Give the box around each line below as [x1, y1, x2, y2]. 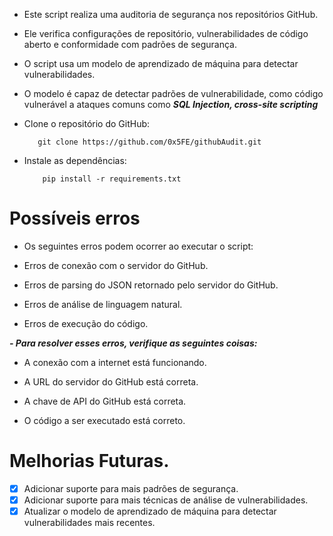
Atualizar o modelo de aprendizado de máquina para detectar [23, 505, 277, 517]
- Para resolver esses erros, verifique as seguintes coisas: [9, 337, 258, 349]
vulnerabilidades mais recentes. [23, 517, 156, 529]
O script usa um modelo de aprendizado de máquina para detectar [23, 58, 299, 69]
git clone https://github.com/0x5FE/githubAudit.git [37, 137, 262, 147]
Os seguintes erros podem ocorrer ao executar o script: [23, 240, 254, 252]
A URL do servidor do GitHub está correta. [23, 375, 199, 388]
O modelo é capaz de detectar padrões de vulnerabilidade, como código [23, 88, 324, 99]
